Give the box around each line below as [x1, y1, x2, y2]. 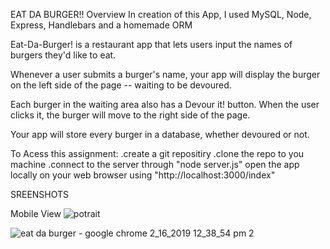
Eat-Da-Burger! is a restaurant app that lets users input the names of [10, 39, 293, 50]
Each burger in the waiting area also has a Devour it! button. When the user [10, 99, 320, 110]
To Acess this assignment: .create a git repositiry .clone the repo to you [10, 148, 305, 159]
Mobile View [10, 208, 62, 219]
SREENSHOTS [10, 189, 70, 200]
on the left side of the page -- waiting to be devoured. [10, 79, 232, 91]
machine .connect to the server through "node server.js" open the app [10, 159, 300, 170]
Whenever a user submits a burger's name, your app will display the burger [10, 69, 321, 80]
